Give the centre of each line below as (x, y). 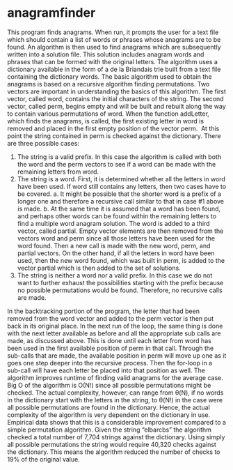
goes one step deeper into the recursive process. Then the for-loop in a (110, 363)
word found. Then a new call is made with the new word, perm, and (114, 245)
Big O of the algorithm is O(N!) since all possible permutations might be (109, 385)
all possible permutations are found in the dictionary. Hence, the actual (109, 407)
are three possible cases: (43, 143)
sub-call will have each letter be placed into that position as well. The (106, 370)
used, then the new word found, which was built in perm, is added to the (121, 260)
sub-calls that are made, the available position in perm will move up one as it (117, 355)
